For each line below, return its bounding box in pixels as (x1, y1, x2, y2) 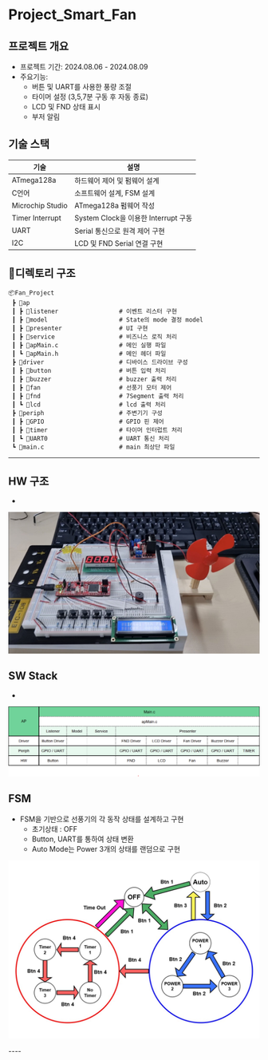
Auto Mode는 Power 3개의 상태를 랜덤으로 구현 (31, 844, 181, 853)
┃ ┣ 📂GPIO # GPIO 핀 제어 (11, 417, 165, 426)
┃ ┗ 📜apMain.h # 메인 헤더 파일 (11, 350, 167, 358)
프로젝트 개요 (8, 39, 69, 53)
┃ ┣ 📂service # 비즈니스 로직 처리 (11, 333, 178, 341)
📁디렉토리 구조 (8, 266, 76, 280)
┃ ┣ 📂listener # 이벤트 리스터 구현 (11, 307, 178, 316)
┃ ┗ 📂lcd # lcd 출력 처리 (11, 401, 166, 409)
